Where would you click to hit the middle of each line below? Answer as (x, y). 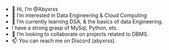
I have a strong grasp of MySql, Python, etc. (65, 28)
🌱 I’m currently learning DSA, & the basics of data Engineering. (87, 21)
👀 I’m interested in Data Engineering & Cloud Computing (79, 15)
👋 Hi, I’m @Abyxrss (35, 9)
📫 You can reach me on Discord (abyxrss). (64, 41)
